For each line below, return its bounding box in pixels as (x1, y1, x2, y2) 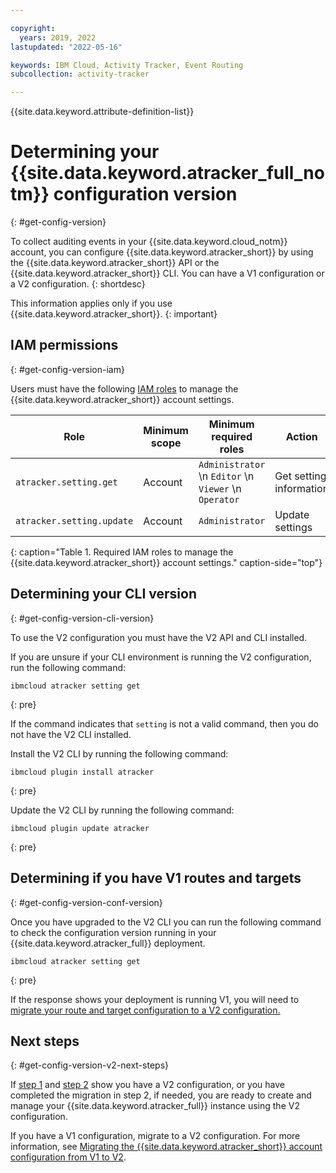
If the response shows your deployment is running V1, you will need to (10, 993, 300, 1005)
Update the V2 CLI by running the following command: (10, 804, 235, 816)
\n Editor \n (198, 469, 255, 483)
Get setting (274, 469, 327, 483)
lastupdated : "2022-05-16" (10, 42, 123, 52)
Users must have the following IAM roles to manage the (10, 382, 239, 395)
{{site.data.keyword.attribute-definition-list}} (10, 106, 195, 118)
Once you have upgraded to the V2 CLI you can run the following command (10, 916, 322, 928)
